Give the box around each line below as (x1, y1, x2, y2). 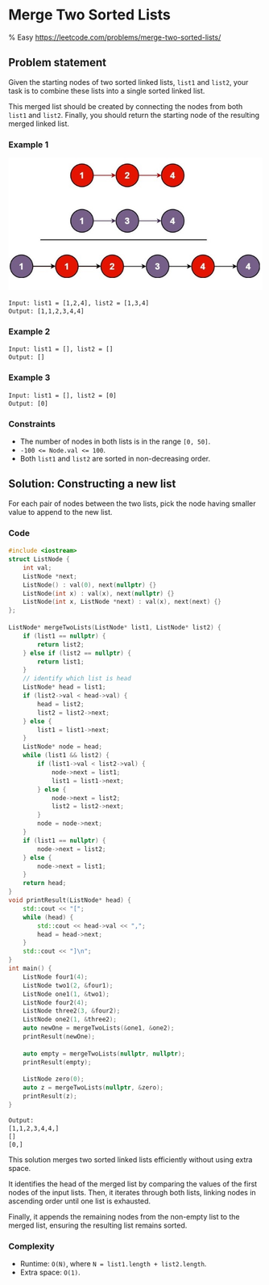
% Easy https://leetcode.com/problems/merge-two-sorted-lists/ (8, 32, 221, 42)
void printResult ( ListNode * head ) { (8, 896, 131, 904)
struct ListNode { (8, 555, 70, 563)
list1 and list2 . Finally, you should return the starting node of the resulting (8, 110, 260, 120)
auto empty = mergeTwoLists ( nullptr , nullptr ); (23, 1049, 185, 1058)
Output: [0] (8, 399, 48, 407)
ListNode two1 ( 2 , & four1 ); (23, 981, 114, 989)
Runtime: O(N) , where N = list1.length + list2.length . (19, 1259, 207, 1269)
